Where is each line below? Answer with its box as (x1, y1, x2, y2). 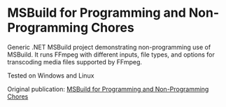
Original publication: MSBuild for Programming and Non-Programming (7, 85, 209, 93)
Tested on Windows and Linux (7, 71, 94, 80)
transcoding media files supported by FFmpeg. (7, 57, 142, 66)
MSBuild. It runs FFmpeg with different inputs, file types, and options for (7, 50, 216, 59)
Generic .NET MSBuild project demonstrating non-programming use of (7, 43, 211, 51)
